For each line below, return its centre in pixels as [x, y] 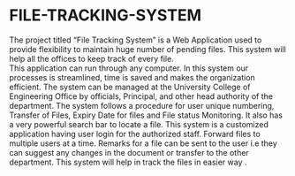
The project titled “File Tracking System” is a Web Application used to [136, 40]
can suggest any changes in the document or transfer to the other [129, 152]
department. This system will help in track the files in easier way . [128, 162]
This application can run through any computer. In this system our [129, 68]
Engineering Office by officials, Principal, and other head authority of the [141, 96]
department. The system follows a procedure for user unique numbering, [142, 105]
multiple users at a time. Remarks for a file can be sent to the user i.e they [144, 143]
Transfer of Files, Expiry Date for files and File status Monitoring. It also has [146, 115]
